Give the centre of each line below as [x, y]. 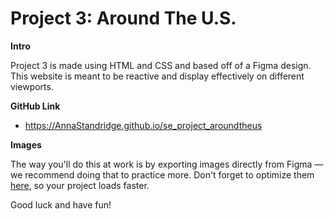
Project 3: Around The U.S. [123, 18]
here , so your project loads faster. [80, 185]
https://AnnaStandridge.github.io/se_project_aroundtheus [143, 125]
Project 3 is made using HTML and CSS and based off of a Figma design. [161, 65]
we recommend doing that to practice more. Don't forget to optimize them [162, 174]
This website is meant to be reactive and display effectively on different [157, 76]
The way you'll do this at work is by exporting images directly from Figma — [167, 164]
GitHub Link [35, 106]
